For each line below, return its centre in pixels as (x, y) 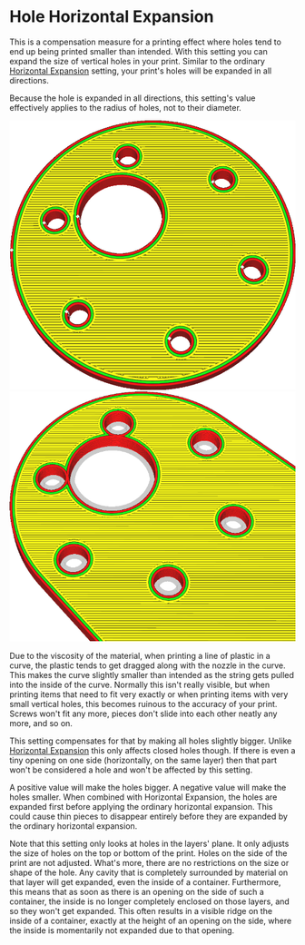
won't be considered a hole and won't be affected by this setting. (131, 770)
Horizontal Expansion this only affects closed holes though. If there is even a (152, 751)
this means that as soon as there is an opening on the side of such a (137, 892)
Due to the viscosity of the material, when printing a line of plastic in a (140, 656)
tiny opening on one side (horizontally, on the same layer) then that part (143, 761)
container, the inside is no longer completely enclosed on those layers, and (150, 901)
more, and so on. (41, 724)
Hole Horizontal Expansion (112, 17)
